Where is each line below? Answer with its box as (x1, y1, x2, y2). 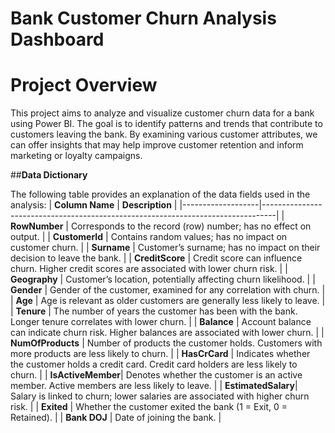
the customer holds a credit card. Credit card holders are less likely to (10, 358, 298, 371)
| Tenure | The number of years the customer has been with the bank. (10, 305, 298, 317)
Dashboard (10, 28, 105, 51)
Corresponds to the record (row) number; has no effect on (70, 220, 312, 232)
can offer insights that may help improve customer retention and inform (10, 139, 304, 151)
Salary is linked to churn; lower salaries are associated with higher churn (10, 390, 310, 402)
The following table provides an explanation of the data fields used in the (10, 188, 311, 201)
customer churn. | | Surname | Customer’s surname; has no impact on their (10, 242, 321, 254)
